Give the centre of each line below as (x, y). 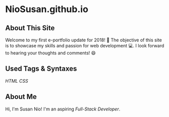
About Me (21, 97)
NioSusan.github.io (47, 9)
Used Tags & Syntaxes (41, 69)
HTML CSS (17, 81)
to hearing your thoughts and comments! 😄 (50, 53)
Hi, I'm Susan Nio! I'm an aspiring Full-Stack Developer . (63, 109)
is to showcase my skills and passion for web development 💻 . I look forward (85, 46)
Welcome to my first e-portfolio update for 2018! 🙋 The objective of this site (84, 40)
